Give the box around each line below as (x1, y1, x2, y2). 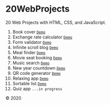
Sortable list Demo (12, 80, 47, 86)
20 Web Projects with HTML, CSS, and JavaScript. (5, 19, 106, 25)
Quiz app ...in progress (12, 86, 63, 91)
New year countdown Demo (12, 65, 66, 71)
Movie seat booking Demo (12, 54, 62, 60)
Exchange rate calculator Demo (12, 34, 72, 40)
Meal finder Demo (12, 50, 46, 55)
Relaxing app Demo (12, 75, 49, 81)
